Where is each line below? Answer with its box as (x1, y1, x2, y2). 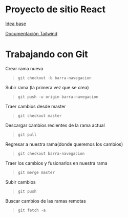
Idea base (5, 21, 27, 27)
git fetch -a (17, 208, 46, 213)
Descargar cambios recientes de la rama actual (5, 122, 105, 128)
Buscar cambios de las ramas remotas (5, 197, 86, 204)
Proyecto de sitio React (5, 4, 106, 15)
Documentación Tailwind (5, 30, 58, 36)
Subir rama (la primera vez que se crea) (5, 84, 89, 90)
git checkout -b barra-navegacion (17, 75, 92, 81)
